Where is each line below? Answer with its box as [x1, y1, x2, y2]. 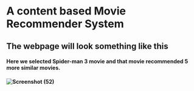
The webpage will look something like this [6, 41, 168, 51]
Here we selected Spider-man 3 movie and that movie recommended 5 [6, 58, 189, 65]
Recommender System [6, 17, 125, 31]
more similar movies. [6, 64, 61, 72]
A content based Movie [6, 4, 126, 18]
